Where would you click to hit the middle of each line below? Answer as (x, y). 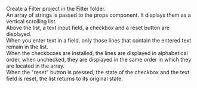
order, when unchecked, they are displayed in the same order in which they (99, 60)
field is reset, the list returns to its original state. (65, 78)
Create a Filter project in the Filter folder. (56, 9)
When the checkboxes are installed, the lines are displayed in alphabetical (97, 53)
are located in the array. (36, 66)
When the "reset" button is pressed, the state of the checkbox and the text (98, 72)
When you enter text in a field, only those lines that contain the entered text (99, 40)
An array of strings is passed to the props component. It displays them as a (98, 15)
